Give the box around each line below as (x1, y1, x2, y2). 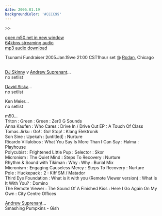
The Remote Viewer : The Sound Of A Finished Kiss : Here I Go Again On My (5, 185, 158, 191)
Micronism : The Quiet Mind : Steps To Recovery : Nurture (5, 154, 121, 160)
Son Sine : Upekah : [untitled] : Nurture (5, 134, 82, 139)
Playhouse (5, 144, 26, 150)
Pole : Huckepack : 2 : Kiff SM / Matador (5, 170, 86, 176)
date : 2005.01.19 (5, 7, 40, 12)
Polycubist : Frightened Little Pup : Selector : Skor (5, 149, 104, 155)
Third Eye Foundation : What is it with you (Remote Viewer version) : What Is (5, 175, 157, 181)
